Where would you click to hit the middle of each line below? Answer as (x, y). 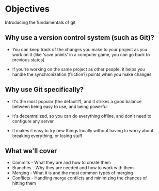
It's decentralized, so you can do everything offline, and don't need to (82, 116)
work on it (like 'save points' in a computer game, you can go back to (81, 54)
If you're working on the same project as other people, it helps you (79, 69)
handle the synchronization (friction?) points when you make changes (82, 74)
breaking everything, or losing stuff (47, 136)
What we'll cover (31, 151)
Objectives (27, 9)
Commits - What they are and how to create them (61, 163)
